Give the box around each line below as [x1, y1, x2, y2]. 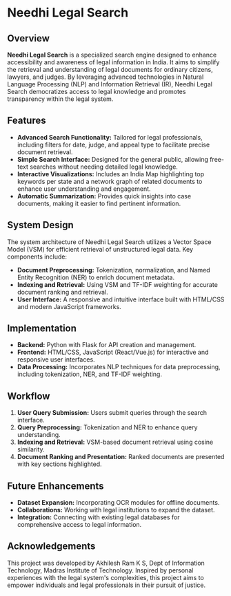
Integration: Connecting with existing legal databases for [17, 513, 181, 521]
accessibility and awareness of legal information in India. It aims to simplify [7, 58, 220, 66]
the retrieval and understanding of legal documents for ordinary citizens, [7, 66, 214, 73]
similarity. [17, 445, 45, 454]
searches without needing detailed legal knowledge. [30, 162, 178, 171]
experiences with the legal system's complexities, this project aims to [7, 573, 205, 581]
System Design [7, 219, 74, 231]
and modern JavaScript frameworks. [17, 302, 122, 310]
